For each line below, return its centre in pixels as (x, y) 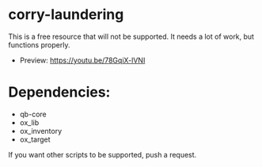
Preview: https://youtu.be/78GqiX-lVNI (82, 60)
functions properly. (39, 44)
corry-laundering (66, 15)
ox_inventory (41, 131)
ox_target (35, 139)
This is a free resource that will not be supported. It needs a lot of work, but (131, 36)
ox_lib (29, 122)
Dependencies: (59, 92)
